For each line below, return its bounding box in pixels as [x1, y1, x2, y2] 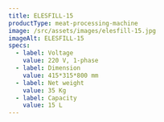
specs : [8, 42, 31, 50]
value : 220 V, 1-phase [23, 57, 99, 65]
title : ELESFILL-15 [8, 11, 74, 20]
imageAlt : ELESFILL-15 [8, 34, 84, 43]
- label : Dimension [15, 64, 81, 72]
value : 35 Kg [23, 86, 67, 95]
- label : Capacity [15, 94, 78, 102]
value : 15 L [23, 101, 63, 109]
